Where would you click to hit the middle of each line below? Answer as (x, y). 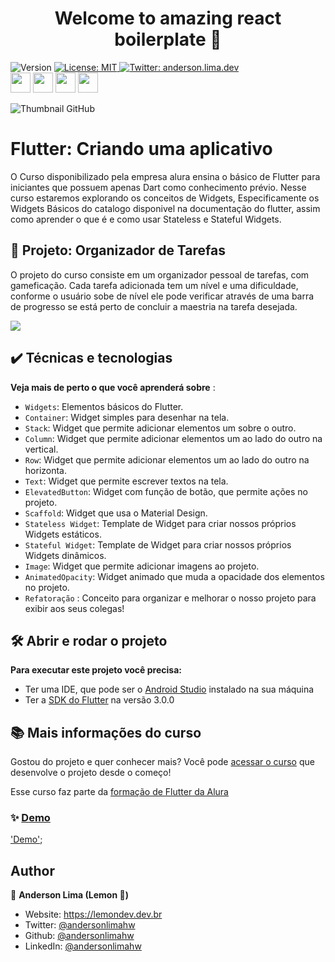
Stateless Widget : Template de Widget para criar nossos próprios (160, 523)
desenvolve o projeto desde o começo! (91, 773)
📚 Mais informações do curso (106, 732)
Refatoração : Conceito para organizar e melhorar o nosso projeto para (170, 598)
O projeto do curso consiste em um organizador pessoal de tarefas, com (160, 274)
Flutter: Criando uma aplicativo (141, 149)
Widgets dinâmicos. (65, 555)
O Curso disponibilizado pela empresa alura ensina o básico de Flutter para (165, 176)
